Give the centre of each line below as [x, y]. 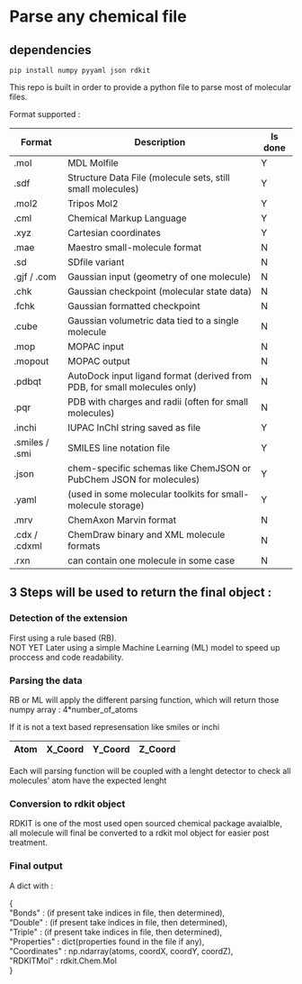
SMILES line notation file [119, 448]
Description [160, 142]
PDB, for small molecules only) [132, 387]
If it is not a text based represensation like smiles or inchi [115, 726]
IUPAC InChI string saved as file [134, 428]
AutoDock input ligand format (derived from [160, 376]
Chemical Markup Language [127, 218]
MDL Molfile [93, 163]
